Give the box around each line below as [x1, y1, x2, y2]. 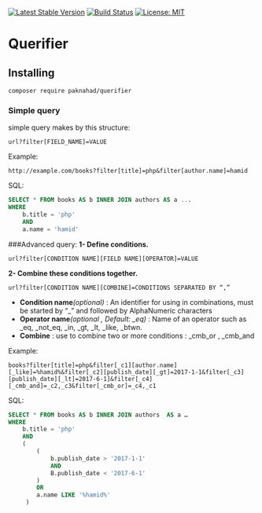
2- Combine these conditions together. [8, 268, 138, 278]
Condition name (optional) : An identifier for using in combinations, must [19, 297, 254, 306]
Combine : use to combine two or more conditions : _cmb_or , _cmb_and [19, 331, 255, 340]
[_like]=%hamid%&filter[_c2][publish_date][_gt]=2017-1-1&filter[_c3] [8, 368, 245, 376]
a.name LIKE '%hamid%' [36, 491, 111, 499]
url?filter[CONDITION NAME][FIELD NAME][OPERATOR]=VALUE [8, 255, 199, 262]
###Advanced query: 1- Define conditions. [8, 240, 149, 249]
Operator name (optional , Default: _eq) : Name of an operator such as [19, 314, 247, 324]
